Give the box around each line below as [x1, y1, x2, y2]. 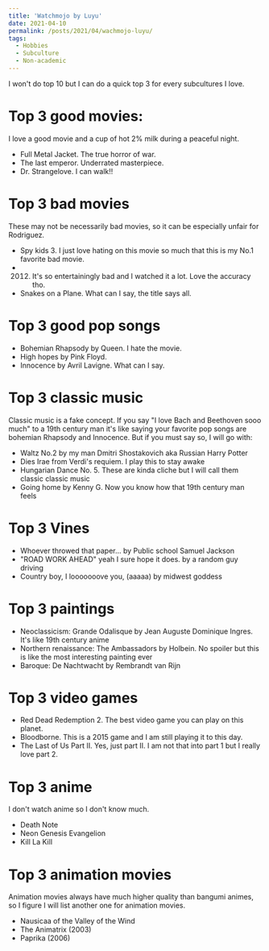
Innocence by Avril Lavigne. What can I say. [19, 360, 165, 370]
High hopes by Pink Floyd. [19, 351, 107, 361]
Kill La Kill [19, 837, 53, 847]
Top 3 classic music [8, 388, 143, 407]
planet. [19, 724, 43, 733]
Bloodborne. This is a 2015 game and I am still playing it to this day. [19, 733, 243, 742]
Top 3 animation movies [8, 866, 172, 883]
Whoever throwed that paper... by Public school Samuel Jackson [19, 546, 235, 555]
